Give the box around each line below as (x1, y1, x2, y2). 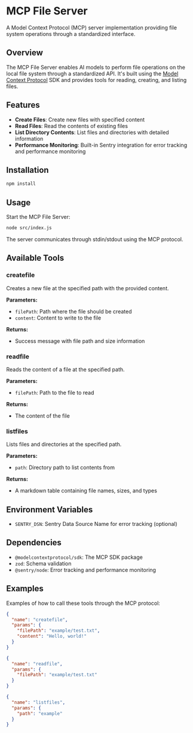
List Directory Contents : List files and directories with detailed (14, 129, 169, 136)
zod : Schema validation (14, 559, 72, 567)
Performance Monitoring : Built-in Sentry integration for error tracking (14, 141, 187, 148)
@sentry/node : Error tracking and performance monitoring (14, 566, 157, 573)
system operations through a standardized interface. (6, 30, 136, 37)
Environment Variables (6, 504, 93, 515)
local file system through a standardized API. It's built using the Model (6, 70, 179, 77)
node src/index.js (6, 225, 52, 231)
